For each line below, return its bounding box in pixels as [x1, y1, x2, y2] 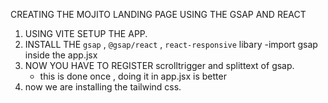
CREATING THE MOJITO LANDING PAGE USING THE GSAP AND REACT [10, 9, 307, 20]
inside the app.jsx [24, 49, 98, 61]
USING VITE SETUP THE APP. [24, 28, 148, 39]
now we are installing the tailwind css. [24, 81, 182, 93]
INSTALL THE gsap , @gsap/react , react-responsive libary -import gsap [24, 39, 318, 50]
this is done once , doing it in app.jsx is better [39, 70, 227, 82]
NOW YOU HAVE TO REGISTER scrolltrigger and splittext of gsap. [24, 60, 295, 71]
